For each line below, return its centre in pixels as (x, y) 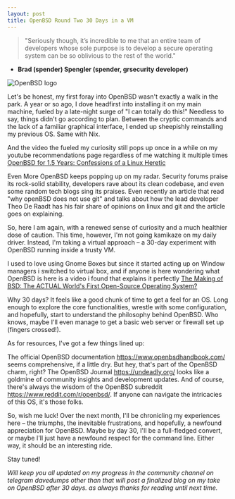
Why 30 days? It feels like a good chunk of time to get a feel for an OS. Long (118, 300)
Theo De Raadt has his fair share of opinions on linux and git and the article (116, 206)
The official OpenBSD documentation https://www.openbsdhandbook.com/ (116, 357)
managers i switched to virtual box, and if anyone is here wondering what (114, 271)
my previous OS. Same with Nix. (54, 134)
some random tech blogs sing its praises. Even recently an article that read (116, 191)
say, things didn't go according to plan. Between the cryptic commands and (117, 119)
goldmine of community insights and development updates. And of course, (116, 379)
